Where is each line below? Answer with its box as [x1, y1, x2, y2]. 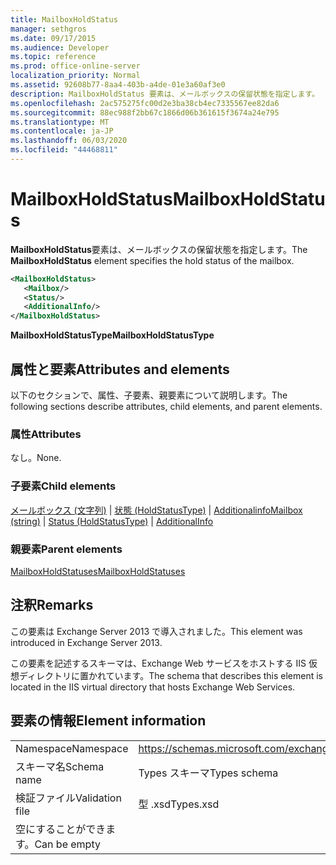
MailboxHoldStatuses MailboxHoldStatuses [10, 565, 186, 577]
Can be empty [34, 837, 101, 851]
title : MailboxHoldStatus [10, 14, 118, 25]
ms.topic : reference [10, 52, 97, 62]
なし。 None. [10, 452, 62, 464]
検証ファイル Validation [15, 791, 122, 805]
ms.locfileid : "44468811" [10, 145, 118, 155]
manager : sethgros [10, 24, 87, 34]
